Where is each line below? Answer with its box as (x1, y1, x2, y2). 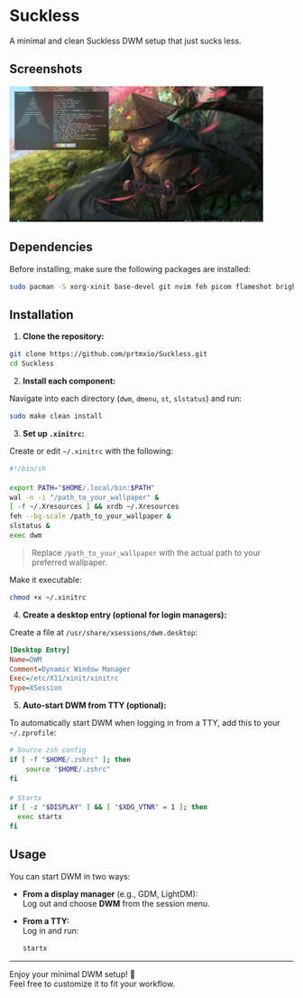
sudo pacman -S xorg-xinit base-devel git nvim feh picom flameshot (9, 282, 272, 291)
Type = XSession (9, 683, 63, 692)
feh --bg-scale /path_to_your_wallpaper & (9, 512, 171, 521)
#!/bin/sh (9, 464, 47, 473)
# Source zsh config (9, 746, 87, 755)
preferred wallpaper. (31, 557, 108, 568)
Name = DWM (9, 654, 42, 664)
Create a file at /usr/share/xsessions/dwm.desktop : (9, 626, 198, 637)
